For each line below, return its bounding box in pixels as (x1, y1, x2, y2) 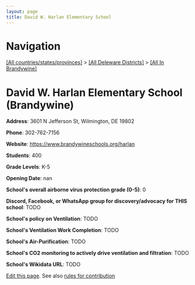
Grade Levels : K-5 (6, 163, 51, 171)
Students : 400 (6, 152, 42, 159)
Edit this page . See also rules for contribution (6, 272, 116, 280)
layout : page (6, 8, 38, 15)
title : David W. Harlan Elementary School (6, 14, 112, 20)
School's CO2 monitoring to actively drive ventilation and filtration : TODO (6, 250, 189, 257)
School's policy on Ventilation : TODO (6, 216, 99, 223)
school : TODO (6, 204, 41, 211)
